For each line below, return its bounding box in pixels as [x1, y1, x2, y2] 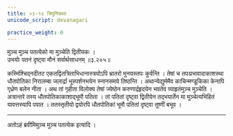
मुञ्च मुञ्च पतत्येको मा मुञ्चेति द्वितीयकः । [7, 48, 96, 56]
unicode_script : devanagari [7, 17, 89, 23]
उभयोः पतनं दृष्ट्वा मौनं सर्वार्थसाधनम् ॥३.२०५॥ [7, 56, 111, 64]
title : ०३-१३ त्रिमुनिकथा [7, 10, 67, 17]
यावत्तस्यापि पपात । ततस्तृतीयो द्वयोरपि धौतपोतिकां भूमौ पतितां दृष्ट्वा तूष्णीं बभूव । [7, 101, 182, 109]
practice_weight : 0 [7, 29, 64, 36]
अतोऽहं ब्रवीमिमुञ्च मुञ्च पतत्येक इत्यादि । [7, 121, 96, 129]
